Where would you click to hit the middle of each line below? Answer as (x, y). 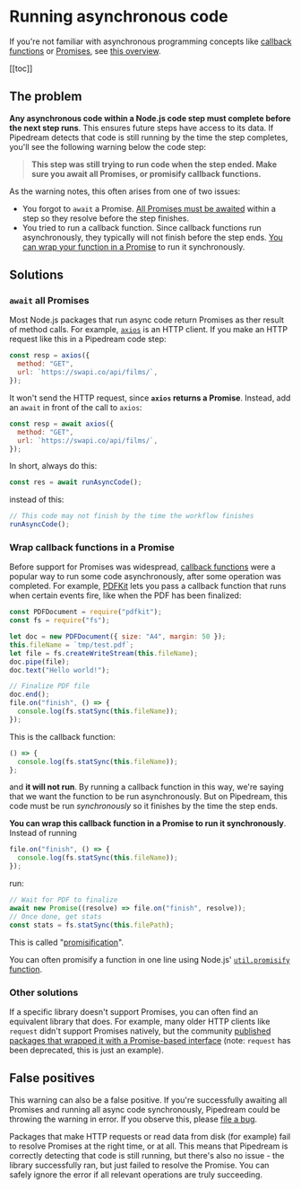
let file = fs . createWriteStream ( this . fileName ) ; (104, 653)
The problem (46, 97)
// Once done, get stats (56, 916)
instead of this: (37, 499)
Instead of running (43, 833)
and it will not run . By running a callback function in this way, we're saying (146, 787)
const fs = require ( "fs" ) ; (60, 621)
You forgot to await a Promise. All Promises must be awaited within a (149, 208)
